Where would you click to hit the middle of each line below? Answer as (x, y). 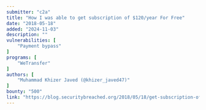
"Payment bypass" (40, 46)
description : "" (27, 35)
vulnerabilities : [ (31, 40)
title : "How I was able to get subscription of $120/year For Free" (96, 18)
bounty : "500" (25, 92)
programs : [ (21, 57)
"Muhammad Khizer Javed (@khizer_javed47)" (74, 80)
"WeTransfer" (34, 63)
